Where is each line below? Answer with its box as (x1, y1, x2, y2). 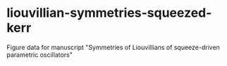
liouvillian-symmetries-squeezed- (6, 5, 212, 21)
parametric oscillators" (6, 51, 73, 59)
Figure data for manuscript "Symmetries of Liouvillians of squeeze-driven (6, 43, 220, 51)
